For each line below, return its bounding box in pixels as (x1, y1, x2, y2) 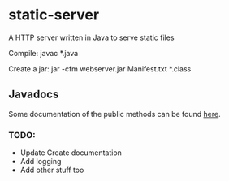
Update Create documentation (19, 148, 122, 157)
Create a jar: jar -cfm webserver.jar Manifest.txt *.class (8, 63, 192, 74)
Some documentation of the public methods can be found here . (8, 109, 221, 119)
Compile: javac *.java (8, 48, 79, 58)
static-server (8, 6, 100, 24)
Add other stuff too (19, 165, 84, 175)
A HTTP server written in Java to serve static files (8, 32, 175, 42)
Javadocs (8, 88, 59, 101)
